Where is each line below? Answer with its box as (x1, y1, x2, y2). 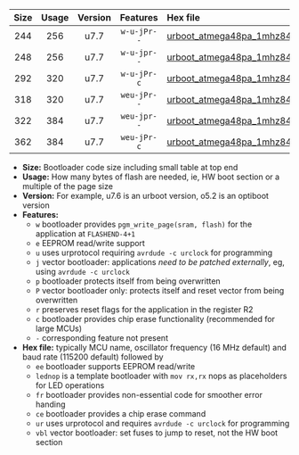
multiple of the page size (21, 181, 114, 191)
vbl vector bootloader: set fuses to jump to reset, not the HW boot (35, 427, 279, 438)
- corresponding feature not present (35, 333, 169, 343)
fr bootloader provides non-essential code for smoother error (35, 390, 263, 400)
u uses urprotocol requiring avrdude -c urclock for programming (35, 247, 273, 258)
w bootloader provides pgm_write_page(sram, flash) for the (35, 219, 253, 229)
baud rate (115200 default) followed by (21, 352, 164, 362)
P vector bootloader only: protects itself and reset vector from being (35, 285, 285, 295)
